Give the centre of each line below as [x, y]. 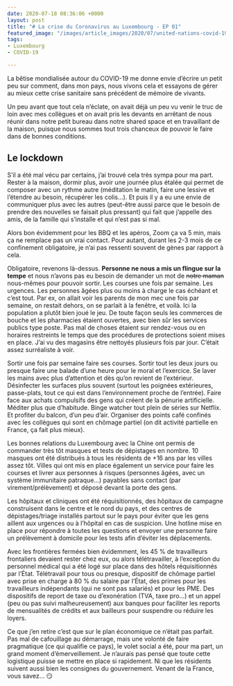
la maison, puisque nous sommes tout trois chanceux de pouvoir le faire [110, 129]
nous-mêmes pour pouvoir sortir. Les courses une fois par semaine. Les [110, 283]
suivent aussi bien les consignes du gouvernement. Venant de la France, [111, 668]
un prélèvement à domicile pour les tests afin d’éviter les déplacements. [110, 538]
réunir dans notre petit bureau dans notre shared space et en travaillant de [113, 121]
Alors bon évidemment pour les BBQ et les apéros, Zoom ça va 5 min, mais [114, 232]
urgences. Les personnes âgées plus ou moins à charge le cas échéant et [113, 290]
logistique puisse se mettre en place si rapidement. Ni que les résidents [109, 661]
